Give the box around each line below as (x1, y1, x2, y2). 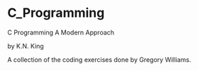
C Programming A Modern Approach (7, 28, 115, 37)
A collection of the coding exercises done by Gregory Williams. (7, 55, 192, 64)
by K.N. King (7, 41, 44, 50)
